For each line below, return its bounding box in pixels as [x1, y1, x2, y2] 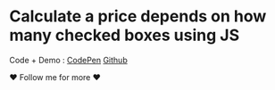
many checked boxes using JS [9, 25, 239, 45]
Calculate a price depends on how [9, 6, 267, 27]
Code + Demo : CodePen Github [9, 54, 128, 65]
